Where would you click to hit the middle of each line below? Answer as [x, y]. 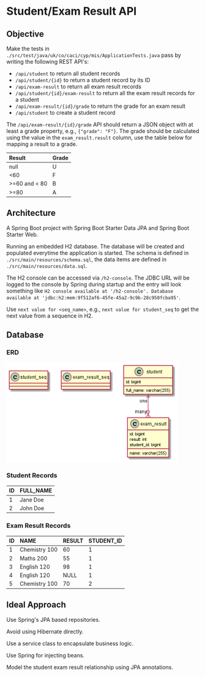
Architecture [31, 213]
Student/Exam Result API [72, 11]
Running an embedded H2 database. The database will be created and [95, 246]
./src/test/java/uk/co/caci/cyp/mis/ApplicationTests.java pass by [94, 55]
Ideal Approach [36, 605]
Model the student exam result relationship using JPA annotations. [90, 667]
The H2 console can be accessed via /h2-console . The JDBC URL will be [98, 278]
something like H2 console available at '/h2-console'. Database [90, 291]
